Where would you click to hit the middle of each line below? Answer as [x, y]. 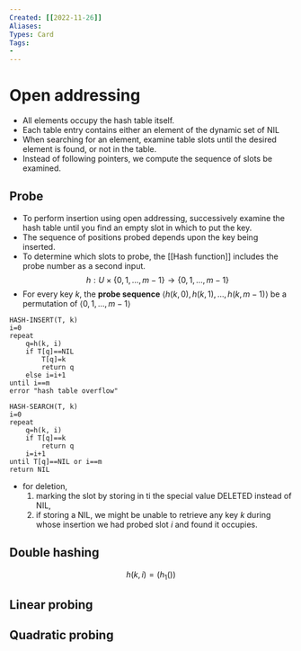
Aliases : [26, 26]
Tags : [19, 43]
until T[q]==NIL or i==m [56, 461]
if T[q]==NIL [50, 352]
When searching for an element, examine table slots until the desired [149, 139]
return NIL [30, 469]
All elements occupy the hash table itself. [98, 120]
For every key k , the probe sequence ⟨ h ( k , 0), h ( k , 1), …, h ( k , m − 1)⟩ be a [155, 294]
